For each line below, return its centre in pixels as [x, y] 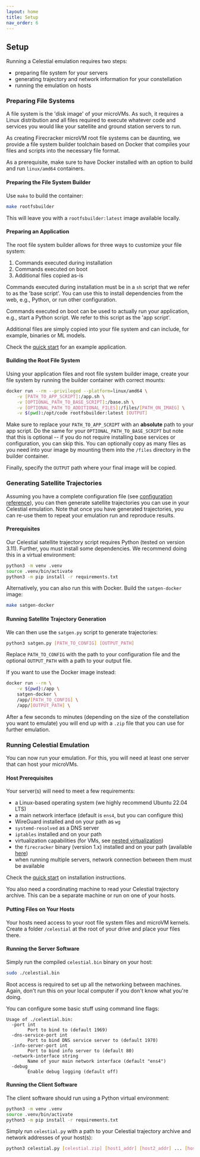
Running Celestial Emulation [48, 745]
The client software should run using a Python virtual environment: [88, 1098]
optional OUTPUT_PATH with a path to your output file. [69, 661]
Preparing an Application [38, 232]
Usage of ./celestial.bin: [40, 1019]
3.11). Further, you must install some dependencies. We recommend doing [96, 548]
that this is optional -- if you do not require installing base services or [91, 437]
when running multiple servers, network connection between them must [103, 860]
